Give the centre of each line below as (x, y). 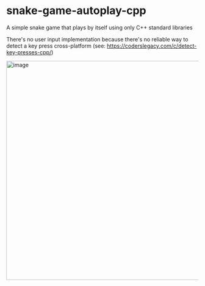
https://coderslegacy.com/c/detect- (152, 46)
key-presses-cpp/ (29, 52)
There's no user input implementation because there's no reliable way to (97, 39)
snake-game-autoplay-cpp (76, 11)
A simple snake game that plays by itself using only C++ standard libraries (100, 27)
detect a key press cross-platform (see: (56, 46)
